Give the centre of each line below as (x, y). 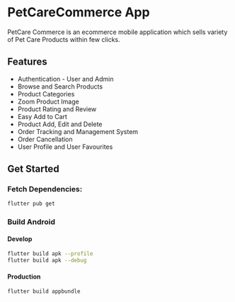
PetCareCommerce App (79, 12)
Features (27, 62)
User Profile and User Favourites (65, 147)
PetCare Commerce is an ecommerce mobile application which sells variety (117, 32)
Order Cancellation (45, 139)
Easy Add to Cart (42, 116)
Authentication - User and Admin (65, 79)
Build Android (31, 222)
